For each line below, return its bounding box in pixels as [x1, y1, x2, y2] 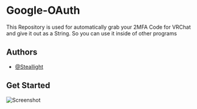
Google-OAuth [6, 4, 80, 17]
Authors [6, 47, 38, 57]
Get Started [6, 80, 50, 90]
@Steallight [14, 63, 44, 70]
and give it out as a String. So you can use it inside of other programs [6, 29, 177, 37]
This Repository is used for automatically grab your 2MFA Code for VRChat [6, 23, 191, 31]
